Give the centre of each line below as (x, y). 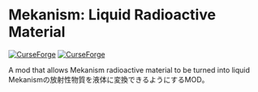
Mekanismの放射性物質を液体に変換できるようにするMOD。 (109, 79)
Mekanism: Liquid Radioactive (112, 15)
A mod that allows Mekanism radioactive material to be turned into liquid (129, 69)
